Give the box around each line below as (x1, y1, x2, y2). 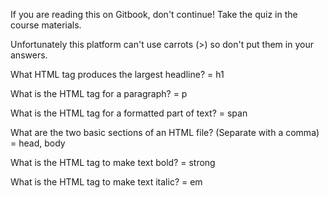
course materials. (10, 19, 82, 31)
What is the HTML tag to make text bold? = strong (10, 157, 216, 168)
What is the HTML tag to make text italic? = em (10, 176, 203, 188)
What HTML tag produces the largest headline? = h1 (10, 69, 225, 80)
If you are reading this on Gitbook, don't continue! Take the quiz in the (10, 9, 298, 20)
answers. (10, 49, 48, 61)
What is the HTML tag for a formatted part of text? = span (10, 107, 248, 119)
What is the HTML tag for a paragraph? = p (10, 88, 188, 99)
